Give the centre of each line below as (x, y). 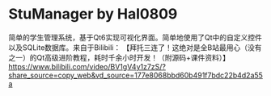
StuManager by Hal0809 (93, 14)
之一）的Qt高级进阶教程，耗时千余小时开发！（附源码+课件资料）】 (119, 57)
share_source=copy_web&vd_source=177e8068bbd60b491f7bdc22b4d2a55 (135, 75)
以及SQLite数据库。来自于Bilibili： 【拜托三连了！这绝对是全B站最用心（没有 (135, 47)
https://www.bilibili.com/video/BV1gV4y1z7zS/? (87, 66)
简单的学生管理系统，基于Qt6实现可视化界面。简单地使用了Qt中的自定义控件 (135, 37)
